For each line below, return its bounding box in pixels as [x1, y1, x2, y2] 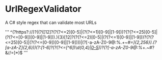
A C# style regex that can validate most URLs [5, 20, 97, 25]
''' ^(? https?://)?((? [5, 29, 42, 35]
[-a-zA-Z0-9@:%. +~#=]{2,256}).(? [85, 39, 157, 45]
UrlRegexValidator [5, 3, 81, 15]
